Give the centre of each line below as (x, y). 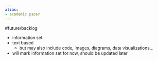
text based (23, 42)
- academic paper (23, 14)
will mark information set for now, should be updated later (70, 53)
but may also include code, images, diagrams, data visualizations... (86, 48)
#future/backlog (21, 28)
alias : (12, 10)
